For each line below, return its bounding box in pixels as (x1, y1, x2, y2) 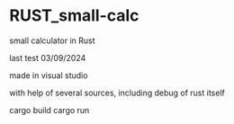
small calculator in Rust (9, 35, 96, 46)
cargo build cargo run (9, 104, 90, 115)
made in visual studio (9, 69, 88, 81)
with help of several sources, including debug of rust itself (9, 87, 225, 98)
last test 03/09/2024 (9, 52, 86, 63)
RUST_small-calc (9, 5, 139, 26)
